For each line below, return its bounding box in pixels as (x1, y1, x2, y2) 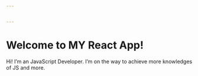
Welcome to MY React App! (6, 39, 144, 51)
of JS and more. (6, 64, 46, 71)
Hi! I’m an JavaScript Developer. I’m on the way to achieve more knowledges (6, 58, 193, 65)
